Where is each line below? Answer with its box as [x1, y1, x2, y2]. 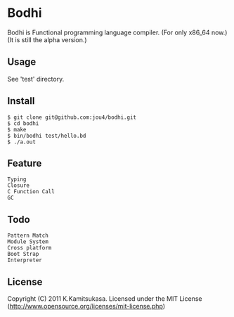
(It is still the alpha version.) [7, 35, 87, 44]
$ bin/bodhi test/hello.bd [7, 132, 86, 139]
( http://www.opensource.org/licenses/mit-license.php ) [7, 302, 166, 310]
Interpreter [7, 257, 42, 264]
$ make [7, 126, 27, 133]
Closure [7, 182, 30, 189]
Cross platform [7, 245, 52, 252]
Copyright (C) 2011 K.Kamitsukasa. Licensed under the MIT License [7, 295, 202, 303]
